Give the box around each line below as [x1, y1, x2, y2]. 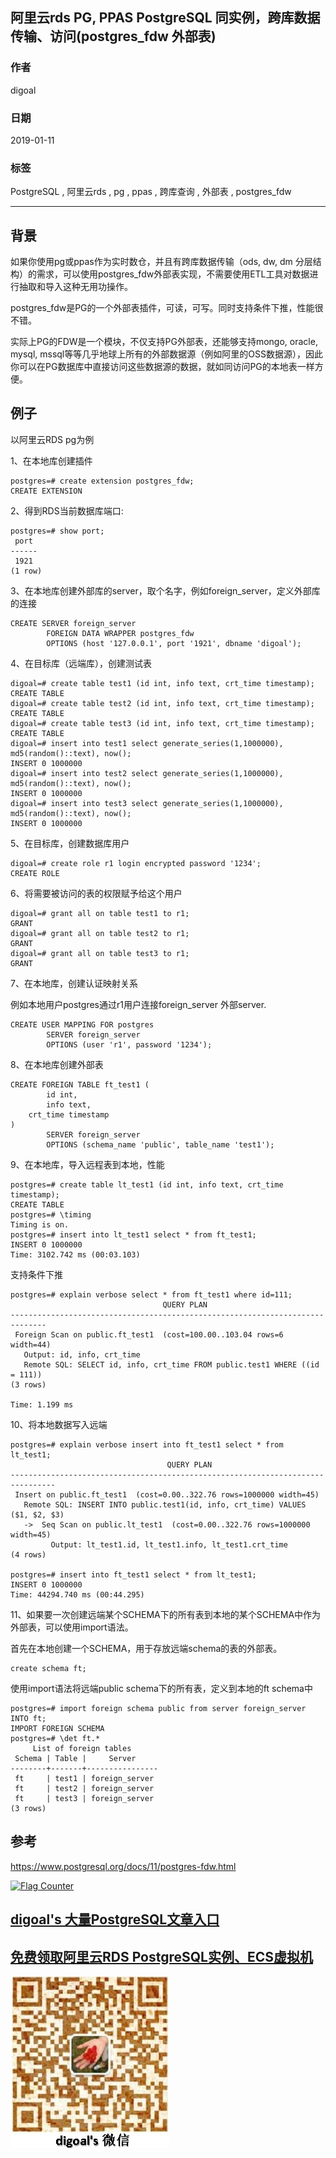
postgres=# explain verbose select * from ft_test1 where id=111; [10, 1289, 293, 1300]
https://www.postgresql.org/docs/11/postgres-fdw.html [10, 1860, 237, 1872]
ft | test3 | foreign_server [14, 1793, 155, 1803]
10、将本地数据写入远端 [10, 1418, 108, 1430]
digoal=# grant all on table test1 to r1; [10, 908, 190, 918]
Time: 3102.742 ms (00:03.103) [10, 1249, 141, 1260]
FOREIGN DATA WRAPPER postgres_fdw [46, 628, 195, 638]
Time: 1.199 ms [10, 1399, 74, 1410]
